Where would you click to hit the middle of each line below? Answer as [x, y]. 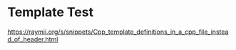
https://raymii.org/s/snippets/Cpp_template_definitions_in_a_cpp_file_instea [118, 32]
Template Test [51, 12]
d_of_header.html [33, 39]
